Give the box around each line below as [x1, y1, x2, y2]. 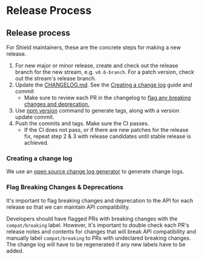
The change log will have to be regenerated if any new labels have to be [6, 240, 186, 248]
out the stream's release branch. [15, 75, 97, 82]
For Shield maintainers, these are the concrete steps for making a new [6, 44, 181, 51]
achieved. [24, 139, 49, 146]
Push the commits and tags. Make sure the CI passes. [15, 120, 149, 127]
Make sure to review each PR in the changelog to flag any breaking [24, 94, 192, 101]
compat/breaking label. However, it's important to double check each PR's [6, 221, 189, 229]
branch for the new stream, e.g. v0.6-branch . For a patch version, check [15, 68, 195, 76]
